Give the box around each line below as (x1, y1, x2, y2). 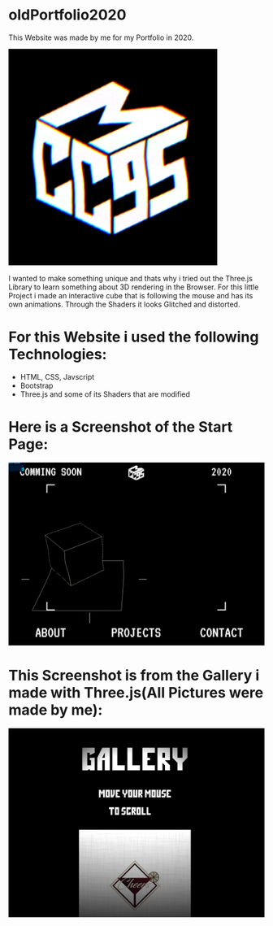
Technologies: (8, 346, 107, 363)
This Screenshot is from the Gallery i (8, 667, 260, 685)
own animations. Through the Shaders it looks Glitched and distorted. (8, 299, 240, 309)
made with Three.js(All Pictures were (8, 684, 264, 702)
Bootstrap (19, 380, 54, 390)
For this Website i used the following (8, 328, 259, 346)
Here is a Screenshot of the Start (8, 418, 233, 437)
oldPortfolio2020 (8, 6, 127, 24)
